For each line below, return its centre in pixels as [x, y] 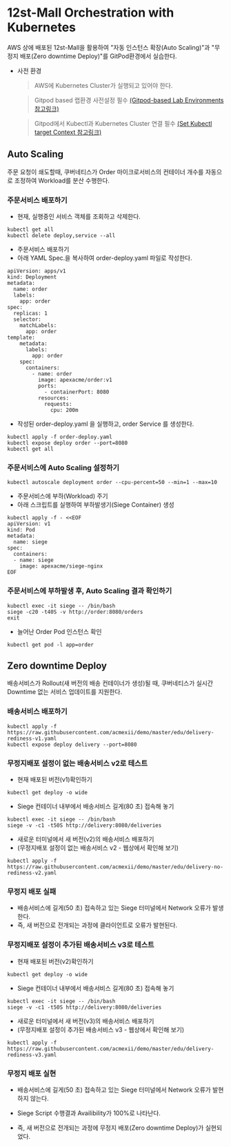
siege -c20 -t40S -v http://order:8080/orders [75, 612]
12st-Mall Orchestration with [91, 13]
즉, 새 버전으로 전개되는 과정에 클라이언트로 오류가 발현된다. [97, 925]
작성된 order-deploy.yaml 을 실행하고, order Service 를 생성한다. [106, 424]
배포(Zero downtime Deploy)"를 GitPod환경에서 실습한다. [98, 56]
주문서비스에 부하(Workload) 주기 [62, 496]
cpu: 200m [64, 410]
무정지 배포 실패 [32, 891]
